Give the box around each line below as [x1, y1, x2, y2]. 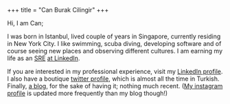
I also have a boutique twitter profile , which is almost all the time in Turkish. [7, 75, 220, 83]
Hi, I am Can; [7, 19, 44, 27]
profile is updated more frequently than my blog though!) [7, 89, 168, 97]
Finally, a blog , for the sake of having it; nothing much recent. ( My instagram [7, 82, 223, 90]
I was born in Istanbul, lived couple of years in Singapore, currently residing [7, 32, 221, 40]
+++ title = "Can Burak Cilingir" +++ [7, 6, 109, 14]
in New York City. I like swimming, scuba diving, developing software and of [7, 40, 222, 47]
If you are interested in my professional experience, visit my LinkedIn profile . [7, 68, 223, 75]
